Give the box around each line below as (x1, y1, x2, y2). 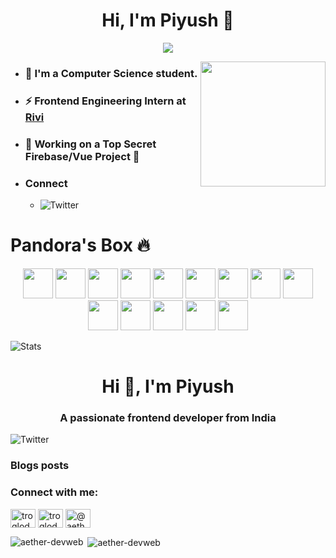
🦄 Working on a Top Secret (24, 137, 157, 151)
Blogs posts (10, 459, 70, 473)
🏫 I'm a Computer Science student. (24, 66, 198, 80)
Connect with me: (10, 485, 99, 499)
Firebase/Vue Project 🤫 (24, 149, 140, 163)
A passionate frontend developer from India (59, 411, 277, 425)
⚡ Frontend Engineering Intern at (24, 94, 187, 108)
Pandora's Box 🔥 (10, 234, 151, 257)
